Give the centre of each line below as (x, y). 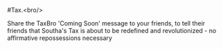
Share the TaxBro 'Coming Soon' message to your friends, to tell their (106, 23)
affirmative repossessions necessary (60, 38)
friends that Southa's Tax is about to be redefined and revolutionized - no (112, 31)
